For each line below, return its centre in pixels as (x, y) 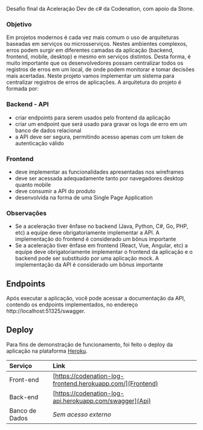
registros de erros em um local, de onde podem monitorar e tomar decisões (101, 69)
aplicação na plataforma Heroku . (47, 351)
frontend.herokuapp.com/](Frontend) (105, 384)
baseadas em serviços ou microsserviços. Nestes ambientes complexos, (97, 44)
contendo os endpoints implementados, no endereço (72, 305)
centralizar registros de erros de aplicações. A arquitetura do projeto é (94, 82)
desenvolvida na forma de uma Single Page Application (84, 197)
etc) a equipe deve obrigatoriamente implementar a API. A (87, 233)
